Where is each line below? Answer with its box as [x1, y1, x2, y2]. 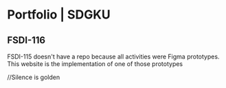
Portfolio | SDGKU [7, 7, 111, 23]
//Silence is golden [7, 73, 60, 81]
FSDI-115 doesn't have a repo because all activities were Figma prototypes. [7, 52, 220, 60]
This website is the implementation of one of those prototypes [7, 60, 183, 68]
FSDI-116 [7, 34, 46, 46]
